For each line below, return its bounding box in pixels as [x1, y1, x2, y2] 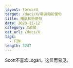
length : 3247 [5, 43, 32, 48]
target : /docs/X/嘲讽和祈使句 [5, 12, 62, 17]
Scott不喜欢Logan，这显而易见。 [5, 57, 71, 63]
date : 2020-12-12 [5, 20, 40, 26]
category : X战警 [5, 25, 36, 30]
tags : [5, 34, 16, 39]
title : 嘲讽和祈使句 [5, 16, 42, 21]
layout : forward [5, 7, 38, 12]
